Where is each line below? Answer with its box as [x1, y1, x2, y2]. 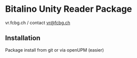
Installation [5, 34, 41, 42]
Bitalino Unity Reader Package [5, 3, 133, 15]
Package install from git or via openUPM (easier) [5, 47, 104, 53]
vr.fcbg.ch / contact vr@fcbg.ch [5, 20, 71, 26]
